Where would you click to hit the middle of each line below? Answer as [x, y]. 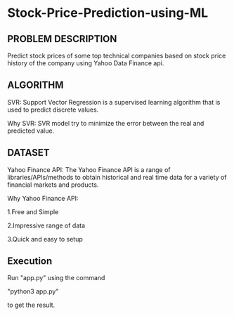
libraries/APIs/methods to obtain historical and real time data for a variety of [117, 177]
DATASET [29, 153]
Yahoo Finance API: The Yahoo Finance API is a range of [89, 169]
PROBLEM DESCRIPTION [62, 39]
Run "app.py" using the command [56, 278]
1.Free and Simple [33, 211]
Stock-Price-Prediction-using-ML [108, 13]
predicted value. [31, 131]
